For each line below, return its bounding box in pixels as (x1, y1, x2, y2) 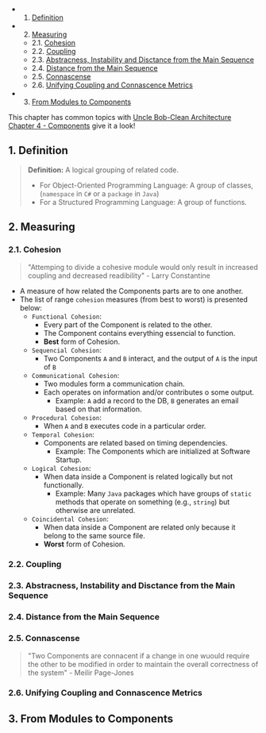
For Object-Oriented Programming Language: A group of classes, (39, 180, 254, 190)
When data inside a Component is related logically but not (43, 472, 233, 481)
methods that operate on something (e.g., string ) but (55, 497, 230, 507)
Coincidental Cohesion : (31, 514, 109, 523)
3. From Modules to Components (8, 712, 174, 725)
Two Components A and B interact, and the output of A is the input (43, 353, 258, 363)
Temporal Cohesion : (31, 430, 95, 439)
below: (19, 303, 42, 312)
